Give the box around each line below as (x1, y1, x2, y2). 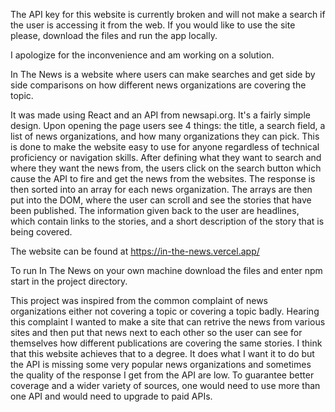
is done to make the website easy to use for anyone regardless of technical (10, 141, 320, 153)
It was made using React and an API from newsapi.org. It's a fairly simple (10, 109, 311, 121)
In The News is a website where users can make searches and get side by (10, 69, 316, 80)
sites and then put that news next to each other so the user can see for (10, 327, 303, 338)
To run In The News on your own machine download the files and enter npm (10, 265, 323, 276)
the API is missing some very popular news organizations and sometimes (10, 359, 312, 370)
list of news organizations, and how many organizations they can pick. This (10, 130, 320, 142)
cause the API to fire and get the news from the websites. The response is (10, 173, 316, 184)
